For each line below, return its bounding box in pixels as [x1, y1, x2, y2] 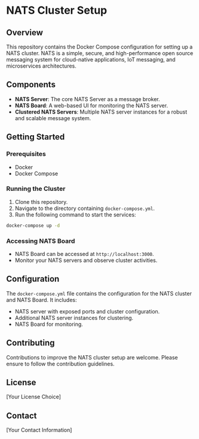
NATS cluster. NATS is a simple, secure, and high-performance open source [6, 50, 194, 57]
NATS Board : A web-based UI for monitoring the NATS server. [14, 102, 169, 109]
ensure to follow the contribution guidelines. [6, 360, 115, 367]
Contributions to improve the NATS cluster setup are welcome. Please [6, 353, 178, 361]
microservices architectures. [6, 62, 76, 69]
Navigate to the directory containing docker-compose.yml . [14, 205, 155, 212]
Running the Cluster [6, 185, 66, 193]
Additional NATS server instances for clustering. [14, 314, 133, 321]
